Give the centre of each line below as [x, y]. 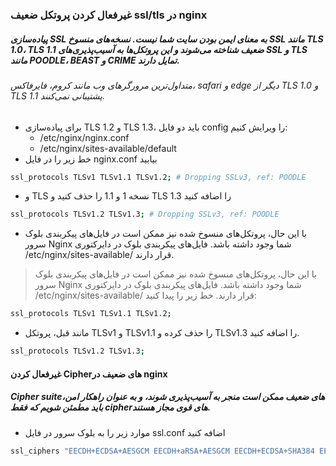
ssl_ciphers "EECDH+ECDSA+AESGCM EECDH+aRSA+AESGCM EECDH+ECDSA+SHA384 [162, 451]
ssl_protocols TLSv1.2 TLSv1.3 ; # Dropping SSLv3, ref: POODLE [145, 214]
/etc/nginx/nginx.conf [84, 137]
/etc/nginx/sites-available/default [108, 148]
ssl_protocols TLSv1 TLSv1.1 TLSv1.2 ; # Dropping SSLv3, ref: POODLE [158, 177]
